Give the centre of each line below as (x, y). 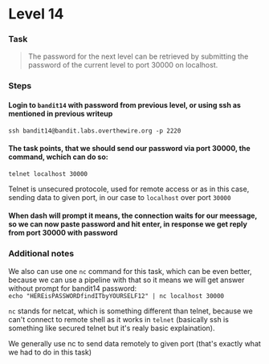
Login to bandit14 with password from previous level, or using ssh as (124, 105)
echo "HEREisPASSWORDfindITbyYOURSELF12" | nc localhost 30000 (116, 296)
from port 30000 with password (63, 233)
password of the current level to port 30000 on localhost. (123, 65)
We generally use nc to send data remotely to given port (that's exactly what (134, 343)
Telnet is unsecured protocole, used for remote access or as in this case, (129, 189)
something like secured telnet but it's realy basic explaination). (112, 328)
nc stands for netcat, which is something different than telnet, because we (130, 311)
